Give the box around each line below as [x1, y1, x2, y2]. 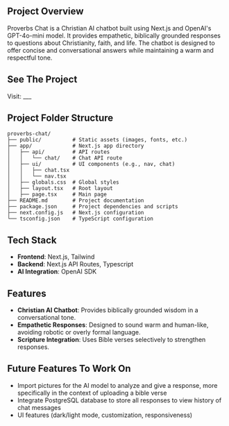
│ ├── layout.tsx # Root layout [7, 185, 113, 192]
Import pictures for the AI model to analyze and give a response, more [17, 381, 218, 389]
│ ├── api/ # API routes [7, 148, 110, 155]
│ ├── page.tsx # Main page [7, 191, 108, 198]
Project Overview [7, 6, 84, 17]
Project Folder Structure [7, 112, 114, 124]
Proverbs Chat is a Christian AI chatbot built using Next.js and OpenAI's [7, 24, 212, 32]
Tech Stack [7, 234, 57, 246]
